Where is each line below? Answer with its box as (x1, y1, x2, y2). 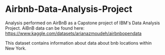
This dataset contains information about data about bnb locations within (5, 40, 152, 46)
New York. (5, 45, 26, 51)
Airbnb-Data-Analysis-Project (5, 3, 132, 15)
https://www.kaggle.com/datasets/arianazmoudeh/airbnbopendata (5, 30, 142, 36)
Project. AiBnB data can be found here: (5, 25, 85, 31)
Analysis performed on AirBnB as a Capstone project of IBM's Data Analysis (5, 20, 160, 26)
